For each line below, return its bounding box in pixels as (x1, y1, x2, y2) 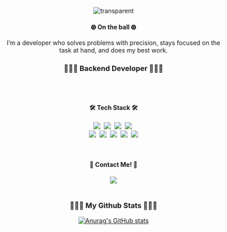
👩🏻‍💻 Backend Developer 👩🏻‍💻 (63, 64, 164, 74)
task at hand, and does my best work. (59, 46, 168, 55)
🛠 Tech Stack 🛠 (89, 104, 138, 112)
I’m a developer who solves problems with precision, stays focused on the (6, 39, 221, 47)
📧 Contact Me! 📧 (89, 161, 138, 169)
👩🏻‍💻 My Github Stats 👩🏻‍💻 (69, 200, 158, 210)
